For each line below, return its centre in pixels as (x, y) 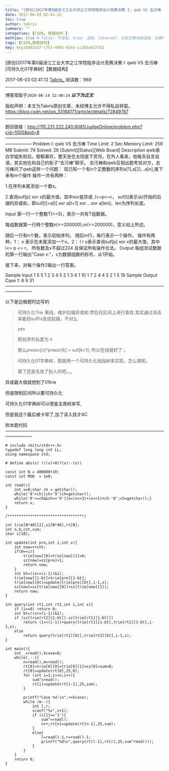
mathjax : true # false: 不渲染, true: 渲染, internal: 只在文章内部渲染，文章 (84, 38)
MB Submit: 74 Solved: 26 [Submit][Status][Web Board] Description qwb (80, 150)
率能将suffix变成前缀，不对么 (48, 318)
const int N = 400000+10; (32, 472)
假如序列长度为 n (35, 339)
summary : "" (18, 29)
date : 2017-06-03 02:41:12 (33, 15)
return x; (25, 503)
